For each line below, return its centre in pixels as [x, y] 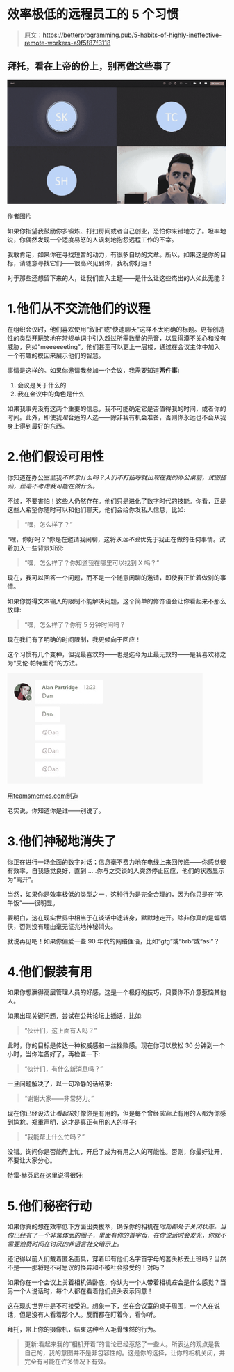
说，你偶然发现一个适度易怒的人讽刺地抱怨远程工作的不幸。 [92, 239]
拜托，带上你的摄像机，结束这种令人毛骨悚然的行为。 [83, 1329]
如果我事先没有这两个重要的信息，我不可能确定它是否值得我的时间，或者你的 [117, 408]
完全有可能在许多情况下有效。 [67, 1362]
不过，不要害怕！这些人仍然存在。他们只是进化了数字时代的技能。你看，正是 [117, 501]
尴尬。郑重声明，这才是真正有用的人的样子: [75, 1122]
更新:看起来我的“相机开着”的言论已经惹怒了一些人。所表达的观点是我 [122, 1344]
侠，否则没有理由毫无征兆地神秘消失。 [62, 926]
